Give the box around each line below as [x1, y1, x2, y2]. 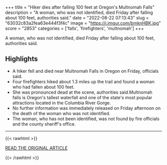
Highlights [5, 55, 38, 63]
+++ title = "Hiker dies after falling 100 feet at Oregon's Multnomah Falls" [5, 4, 155, 10]
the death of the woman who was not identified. [12, 110, 111, 116]
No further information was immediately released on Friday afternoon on [12, 105, 161, 111]
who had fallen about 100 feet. [12, 84, 75, 90]
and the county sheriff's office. [12, 121, 76, 127]
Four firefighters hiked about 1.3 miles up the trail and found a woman [12, 78, 155, 84]
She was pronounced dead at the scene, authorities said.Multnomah [12, 89, 153, 95]
